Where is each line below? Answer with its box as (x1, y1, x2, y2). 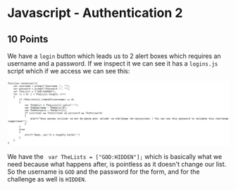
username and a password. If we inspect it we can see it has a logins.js (7, 59, 218, 68)
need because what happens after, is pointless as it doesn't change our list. (7, 160, 227, 169)
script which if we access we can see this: (7, 67, 130, 75)
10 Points (7, 33, 49, 45)
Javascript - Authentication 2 (7, 5, 183, 21)
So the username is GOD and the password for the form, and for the (7, 167, 200, 176)
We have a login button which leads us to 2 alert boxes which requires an (7, 52, 221, 60)
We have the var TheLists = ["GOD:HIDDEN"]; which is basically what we (7, 153, 223, 161)
